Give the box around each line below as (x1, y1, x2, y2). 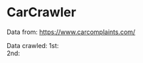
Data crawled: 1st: (6, 41, 59, 50)
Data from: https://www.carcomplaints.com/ (6, 28, 136, 36)
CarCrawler (6, 4, 76, 21)
